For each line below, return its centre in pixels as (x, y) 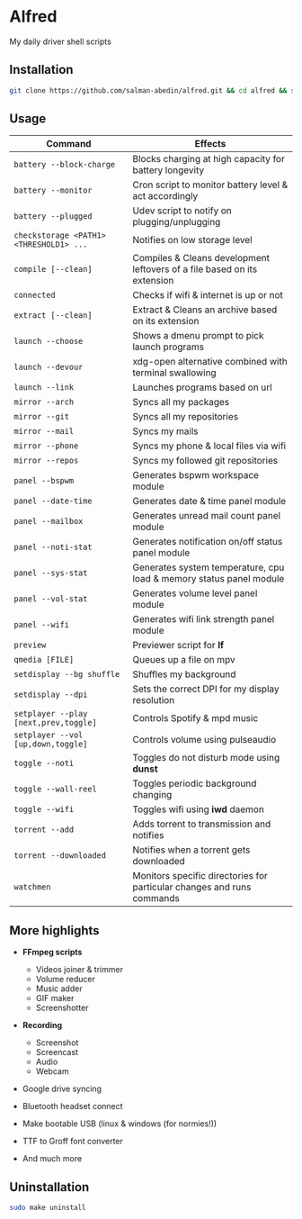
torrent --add (44, 830)
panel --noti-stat (53, 547)
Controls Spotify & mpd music (195, 718)
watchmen (32, 887)
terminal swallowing (175, 373)
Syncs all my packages (181, 402)
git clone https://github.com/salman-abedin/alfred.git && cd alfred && (148, 90)
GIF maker (55, 998)
